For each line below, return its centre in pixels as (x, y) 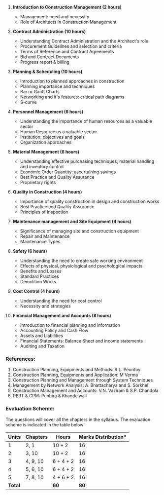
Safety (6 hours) (30, 251)
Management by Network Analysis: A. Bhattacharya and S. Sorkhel (81, 385)
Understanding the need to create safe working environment (82, 261)
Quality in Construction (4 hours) (47, 192)
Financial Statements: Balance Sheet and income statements (82, 341)
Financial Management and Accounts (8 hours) (62, 316)
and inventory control (42, 167)
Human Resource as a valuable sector (59, 132)
